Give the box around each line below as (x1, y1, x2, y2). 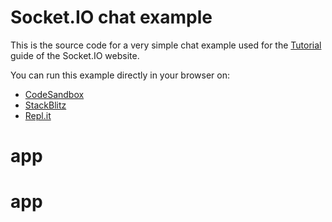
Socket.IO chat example (10, 6, 213, 29)
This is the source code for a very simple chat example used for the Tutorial (10, 39, 322, 51)
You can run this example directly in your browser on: (10, 69, 231, 81)
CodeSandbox (24, 88, 85, 100)
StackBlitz (24, 99, 67, 111)
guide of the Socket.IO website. (10, 49, 140, 61)
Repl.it (24, 109, 52, 121)
